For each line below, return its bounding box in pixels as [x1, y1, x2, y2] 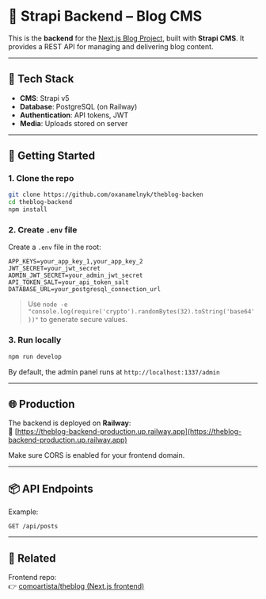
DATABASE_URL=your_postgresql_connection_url [8, 286, 161, 294]
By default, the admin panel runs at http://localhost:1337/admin [8, 367, 220, 376]
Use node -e [27, 299, 68, 309]
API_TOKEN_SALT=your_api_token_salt [8, 278, 129, 286]
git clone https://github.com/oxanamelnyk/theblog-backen [8, 190, 203, 199]
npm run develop [8, 352, 62, 360]
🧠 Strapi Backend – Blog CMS [8, 7, 203, 25]
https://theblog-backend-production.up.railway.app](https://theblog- [17, 427, 242, 436]
